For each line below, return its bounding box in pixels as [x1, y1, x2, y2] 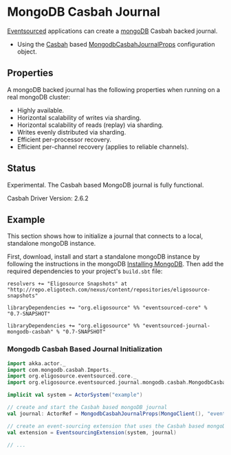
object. [16, 47, 37, 56]
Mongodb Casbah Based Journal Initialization [7, 345, 163, 354]
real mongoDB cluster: [7, 93, 71, 101]
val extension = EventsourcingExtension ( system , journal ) [7, 429, 177, 436]
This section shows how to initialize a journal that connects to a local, [7, 232, 203, 240]
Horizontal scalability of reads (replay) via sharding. [16, 121, 164, 129]
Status [7, 163, 36, 174]
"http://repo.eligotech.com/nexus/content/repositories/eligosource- [7, 286, 211, 294]
